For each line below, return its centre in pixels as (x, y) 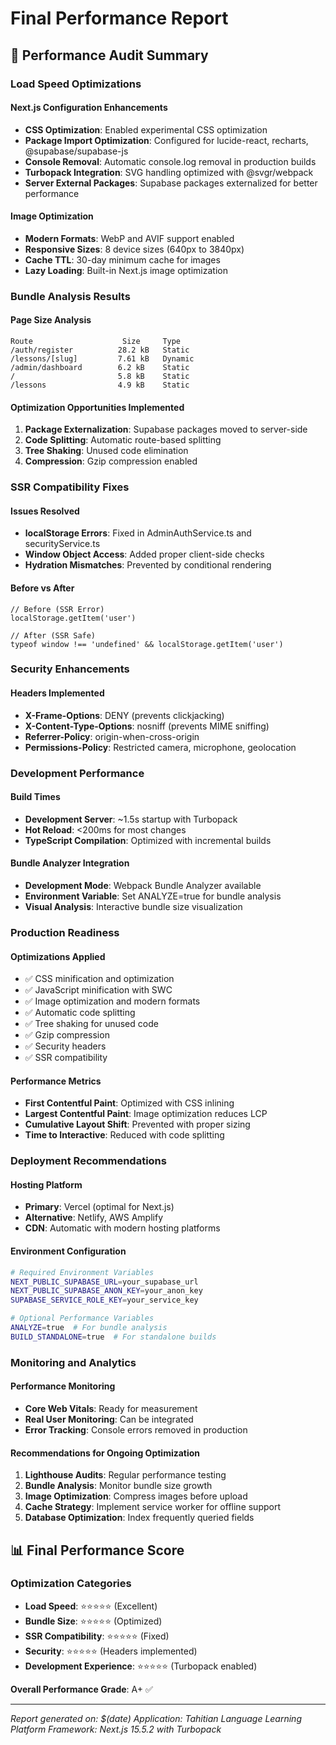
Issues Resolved (45, 511)
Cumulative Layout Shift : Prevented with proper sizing (137, 1124)
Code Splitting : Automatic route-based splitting (123, 440)
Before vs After (42, 588)
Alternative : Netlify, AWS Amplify (93, 1218)
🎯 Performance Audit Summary (109, 55)
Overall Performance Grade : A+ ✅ (81, 1689)
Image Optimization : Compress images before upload (136, 1496)
